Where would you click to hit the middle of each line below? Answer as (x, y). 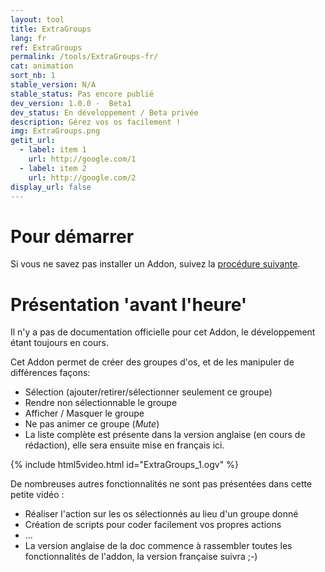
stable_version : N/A (53, 85)
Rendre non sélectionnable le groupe (101, 403)
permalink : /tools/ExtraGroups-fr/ (84, 57)
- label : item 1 (53, 150)
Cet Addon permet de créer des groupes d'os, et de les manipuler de (152, 362)
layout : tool (37, 19)
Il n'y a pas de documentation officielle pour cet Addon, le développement (163, 332)
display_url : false (51, 187)
